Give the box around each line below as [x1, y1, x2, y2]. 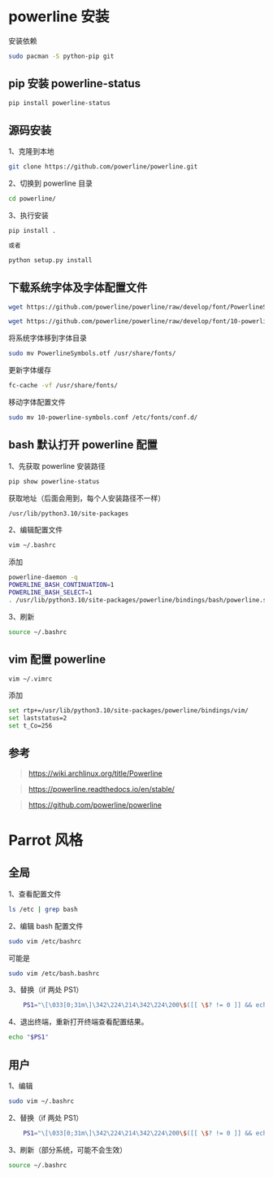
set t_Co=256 [8, 722, 53, 730]
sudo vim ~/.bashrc [8, 1097, 75, 1105]
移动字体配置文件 [8, 397, 66, 407]
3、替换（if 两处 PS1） [8, 985, 84, 995]
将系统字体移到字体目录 [8, 333, 87, 343]
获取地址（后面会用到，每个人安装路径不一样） [8, 493, 165, 503]
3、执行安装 [8, 211, 49, 221]
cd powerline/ [8, 195, 57, 203]
